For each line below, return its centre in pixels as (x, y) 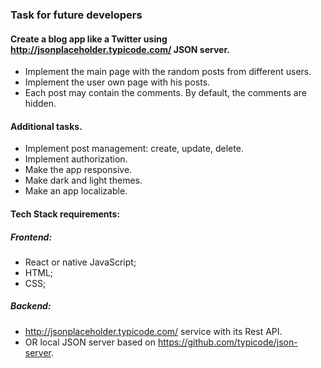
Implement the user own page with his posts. (117, 82)
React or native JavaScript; (80, 262)
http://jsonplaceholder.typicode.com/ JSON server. (120, 49)
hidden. (40, 104)
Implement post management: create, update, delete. (134, 149)
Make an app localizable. (76, 191)
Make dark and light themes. (83, 180)
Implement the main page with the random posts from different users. (168, 72)
